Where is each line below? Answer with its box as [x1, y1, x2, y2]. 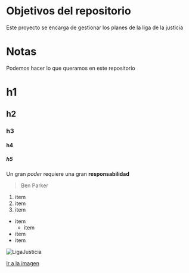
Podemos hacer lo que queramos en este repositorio [6, 64, 135, 72]
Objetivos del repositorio [6, 4, 131, 18]
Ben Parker [20, 182, 49, 189]
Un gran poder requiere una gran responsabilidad [6, 170, 130, 177]
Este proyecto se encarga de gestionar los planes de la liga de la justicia [6, 24, 184, 31]
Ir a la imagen [6, 259, 40, 266]
